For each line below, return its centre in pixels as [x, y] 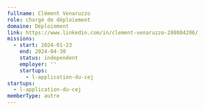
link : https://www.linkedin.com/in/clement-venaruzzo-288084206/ [102, 32]
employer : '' [38, 64]
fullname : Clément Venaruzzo [49, 13]
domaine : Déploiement [38, 26]
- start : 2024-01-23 [43, 45]
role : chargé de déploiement [49, 20]
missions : [21, 39]
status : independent [49, 58]
